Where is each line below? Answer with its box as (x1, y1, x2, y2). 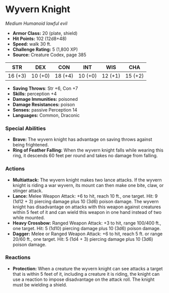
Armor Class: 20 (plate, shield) (12, 30, 78, 36)
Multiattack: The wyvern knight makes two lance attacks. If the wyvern (12, 176, 162, 183)
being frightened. (12, 142, 49, 148)
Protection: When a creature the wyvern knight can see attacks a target (12, 265, 163, 272)
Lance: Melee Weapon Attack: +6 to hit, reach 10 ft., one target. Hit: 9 (12, 193, 158, 199)
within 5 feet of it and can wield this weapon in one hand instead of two (12, 209, 162, 215)
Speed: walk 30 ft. (12, 41, 52, 47)
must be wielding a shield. (12, 281, 67, 287)
